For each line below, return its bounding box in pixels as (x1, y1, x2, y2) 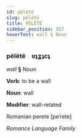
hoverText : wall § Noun (6, 32, 67, 38)
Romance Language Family (6, 125, 76, 132)
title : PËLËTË (6, 20, 43, 26)
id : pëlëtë (6, 9, 34, 15)
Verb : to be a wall (6, 78, 51, 85)
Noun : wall (6, 89, 34, 96)
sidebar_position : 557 (6, 26, 64, 32)
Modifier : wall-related (6, 101, 62, 109)
